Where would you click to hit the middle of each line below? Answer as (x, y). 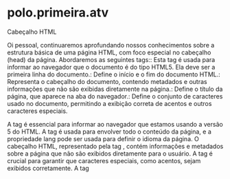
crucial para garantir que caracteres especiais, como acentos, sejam (104, 160)
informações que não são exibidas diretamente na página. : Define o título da (115, 89)
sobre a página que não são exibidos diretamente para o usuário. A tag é (110, 154)
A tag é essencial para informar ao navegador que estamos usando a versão (115, 124)
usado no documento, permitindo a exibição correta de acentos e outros (110, 103)
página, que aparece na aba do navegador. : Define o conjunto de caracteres (115, 96)
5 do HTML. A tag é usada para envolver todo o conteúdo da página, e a (109, 131)
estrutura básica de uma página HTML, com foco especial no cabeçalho (109, 52)
